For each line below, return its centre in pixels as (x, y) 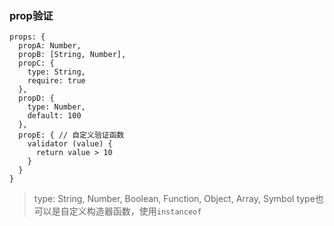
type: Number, (56, 107)
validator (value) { (70, 144)
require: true (56, 81)
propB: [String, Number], (72, 55)
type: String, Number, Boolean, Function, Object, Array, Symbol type (174, 199)
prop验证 (31, 15)
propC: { (36, 63)
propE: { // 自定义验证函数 (71, 135)
